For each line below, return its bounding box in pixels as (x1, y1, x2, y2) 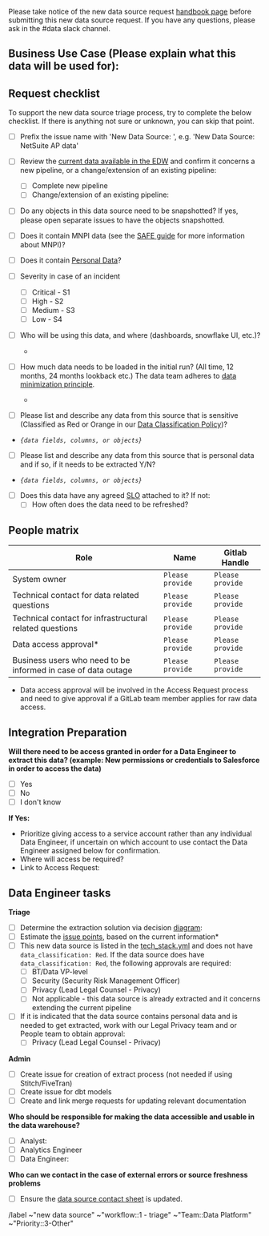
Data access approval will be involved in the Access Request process (19, 685, 249, 695)
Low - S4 (31, 314, 62, 323)
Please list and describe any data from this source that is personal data (19, 451, 255, 460)
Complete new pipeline (31, 181, 108, 191)
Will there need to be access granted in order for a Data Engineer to (8, 746, 236, 756)
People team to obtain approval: (19, 1029, 126, 1039)
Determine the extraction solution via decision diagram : (19, 922, 203, 932)
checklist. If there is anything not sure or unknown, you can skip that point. (8, 116, 255, 126)
